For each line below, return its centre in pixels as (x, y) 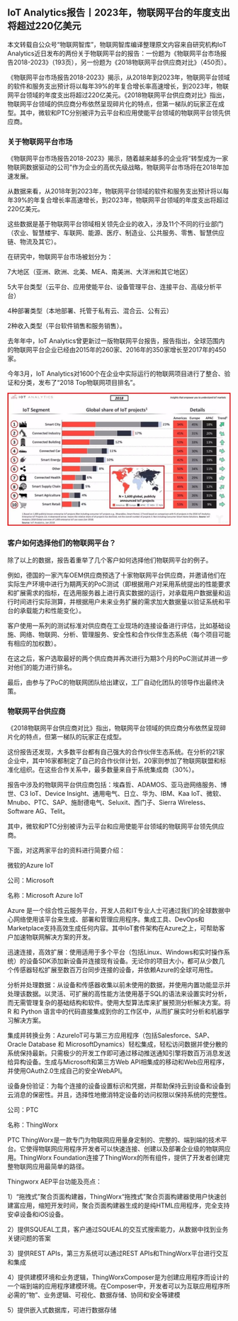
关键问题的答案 (29, 1238)
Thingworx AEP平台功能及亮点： (55, 1181)
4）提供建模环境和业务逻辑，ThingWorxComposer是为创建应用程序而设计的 (118, 1277)
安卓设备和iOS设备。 (38, 1214)
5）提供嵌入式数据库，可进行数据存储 (62, 1310)
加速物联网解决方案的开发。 (53, 937)
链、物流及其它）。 (34, 242)
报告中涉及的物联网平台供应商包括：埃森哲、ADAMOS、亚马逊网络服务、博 (117, 785)
